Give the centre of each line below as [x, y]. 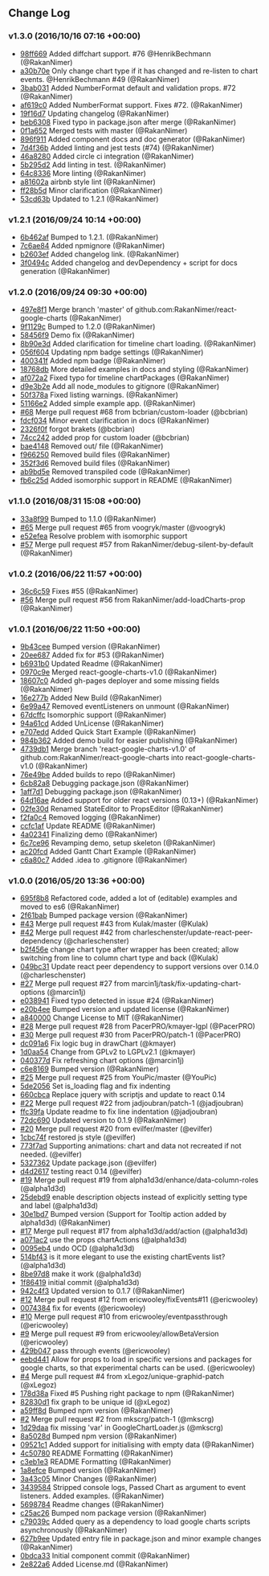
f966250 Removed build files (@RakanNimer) [95, 455]
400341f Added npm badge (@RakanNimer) [93, 361]
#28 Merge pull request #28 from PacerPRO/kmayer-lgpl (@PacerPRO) [137, 1026]
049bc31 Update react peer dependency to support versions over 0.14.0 [139, 967]
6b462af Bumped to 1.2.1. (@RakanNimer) [89, 237]
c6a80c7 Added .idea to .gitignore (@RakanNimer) [104, 860]
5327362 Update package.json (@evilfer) [88, 1163]
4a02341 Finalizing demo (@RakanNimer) [89, 834]
